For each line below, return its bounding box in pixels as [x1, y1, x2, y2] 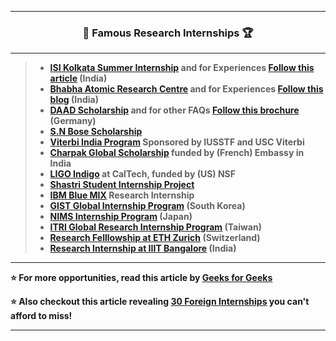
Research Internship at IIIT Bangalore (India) [49, 242, 237, 255]
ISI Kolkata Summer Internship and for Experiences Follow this [49, 62, 315, 74]
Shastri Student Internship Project [49, 179, 195, 191]
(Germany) [49, 115, 97, 127]
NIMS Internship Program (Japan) [49, 211, 193, 223]
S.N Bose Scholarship [49, 126, 143, 138]
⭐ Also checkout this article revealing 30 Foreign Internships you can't [10, 296, 310, 308]
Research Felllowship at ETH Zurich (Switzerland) [49, 232, 261, 244]
